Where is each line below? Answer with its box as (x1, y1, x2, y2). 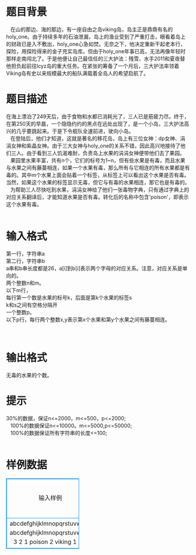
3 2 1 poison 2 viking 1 (13, 537, 77, 546)
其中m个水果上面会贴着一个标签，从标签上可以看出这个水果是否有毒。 (21, 171, 190, 179)
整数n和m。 (16, 279, 45, 286)
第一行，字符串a (6, 250, 45, 257)
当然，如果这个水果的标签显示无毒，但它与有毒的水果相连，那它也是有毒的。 (6, 179, 190, 186)
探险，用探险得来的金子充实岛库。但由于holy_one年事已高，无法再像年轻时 (6, 47, 186, 54)
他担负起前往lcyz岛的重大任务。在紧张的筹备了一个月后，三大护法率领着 (6, 62, 180, 69)
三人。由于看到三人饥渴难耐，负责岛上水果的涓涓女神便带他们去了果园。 (10, 149, 185, 156)
